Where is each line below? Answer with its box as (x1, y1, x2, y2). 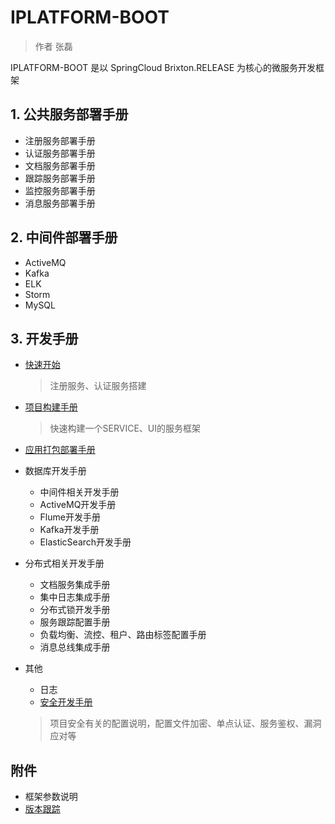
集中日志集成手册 (39, 591, 111, 603)
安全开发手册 (39, 696, 93, 708)
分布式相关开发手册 (24, 557, 105, 570)
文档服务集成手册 (39, 579, 111, 591)
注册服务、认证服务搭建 (49, 380, 147, 392)
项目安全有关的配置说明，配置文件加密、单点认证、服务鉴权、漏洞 (49, 717, 322, 730)
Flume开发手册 (39, 511, 101, 523)
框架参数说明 (24, 791, 78, 803)
